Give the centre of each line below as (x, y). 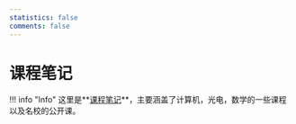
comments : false (40, 26)
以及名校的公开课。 (45, 111)
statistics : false (44, 18)
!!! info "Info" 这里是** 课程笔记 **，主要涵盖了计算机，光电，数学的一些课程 (148, 100)
